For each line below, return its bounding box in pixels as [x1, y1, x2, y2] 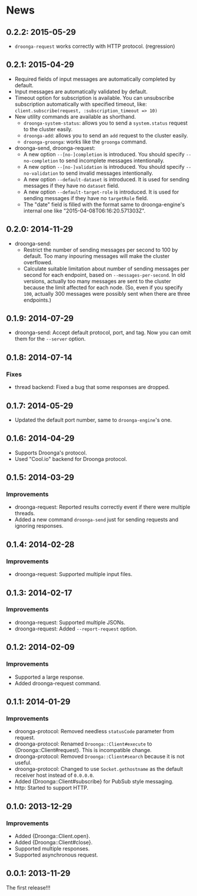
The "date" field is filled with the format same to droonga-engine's [23, 201, 185, 208]
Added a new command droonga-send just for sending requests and [14, 516, 179, 523]
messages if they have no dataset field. [23, 182, 120, 189]
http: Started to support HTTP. [14, 784, 88, 792]
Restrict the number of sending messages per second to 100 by [23, 246, 178, 253]
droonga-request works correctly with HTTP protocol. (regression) [14, 42, 175, 50]
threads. [14, 510, 35, 517]
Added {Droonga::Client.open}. [14, 832, 90, 839]
